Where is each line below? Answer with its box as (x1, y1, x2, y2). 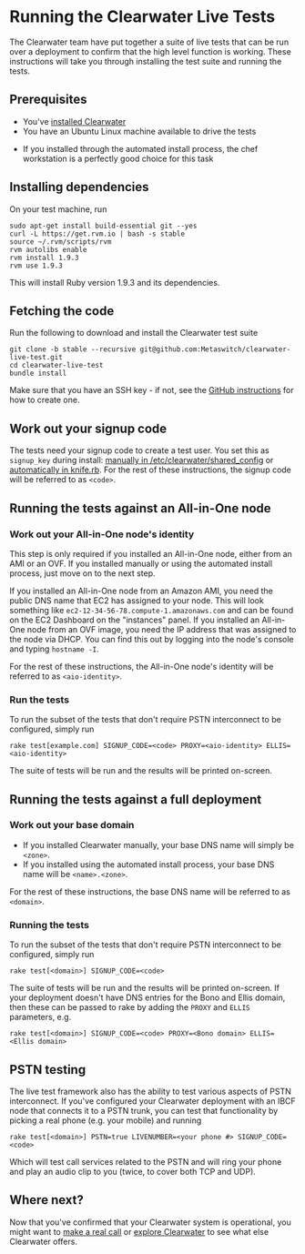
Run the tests (9, 693, 70, 706)
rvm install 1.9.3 (9, 253, 79, 262)
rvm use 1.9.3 (9, 261, 64, 270)
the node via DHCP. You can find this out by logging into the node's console (9, 633, 294, 644)
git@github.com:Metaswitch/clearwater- (139, 345, 291, 354)
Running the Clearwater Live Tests (9, 6, 276, 27)
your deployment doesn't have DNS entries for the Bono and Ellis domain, (9, 992, 286, 1003)
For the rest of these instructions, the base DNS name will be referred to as (9, 885, 291, 897)
